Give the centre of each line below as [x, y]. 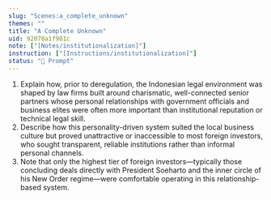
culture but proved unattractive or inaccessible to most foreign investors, [141, 135]
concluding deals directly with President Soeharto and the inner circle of [140, 170]
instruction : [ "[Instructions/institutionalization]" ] [103, 53]
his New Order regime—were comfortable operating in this [118, 178]
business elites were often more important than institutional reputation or [141, 109]
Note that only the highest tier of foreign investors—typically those [131, 161]
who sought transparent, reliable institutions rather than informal [127, 144]
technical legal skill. [53, 118]
